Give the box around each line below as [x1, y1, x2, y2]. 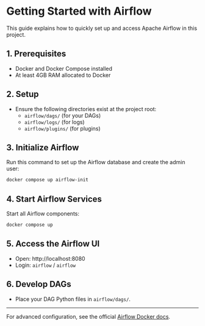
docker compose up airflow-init [6, 177, 88, 183]
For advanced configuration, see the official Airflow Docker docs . [6, 313, 171, 320]
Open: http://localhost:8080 [15, 255, 85, 262]
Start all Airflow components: [6, 210, 79, 217]
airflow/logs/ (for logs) [24, 118, 85, 126]
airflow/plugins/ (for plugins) [24, 125, 101, 132]
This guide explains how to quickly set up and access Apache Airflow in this [6, 24, 197, 32]
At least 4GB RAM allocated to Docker [15, 71, 111, 79]
